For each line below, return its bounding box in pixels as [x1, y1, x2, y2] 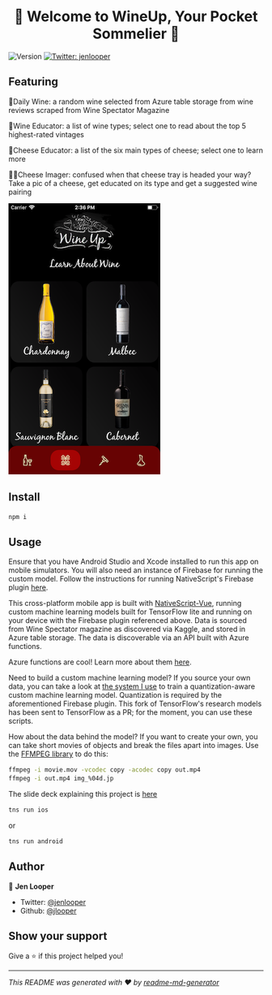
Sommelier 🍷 [92, 24, 180, 43]
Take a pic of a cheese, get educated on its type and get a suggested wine [8, 178, 257, 188]
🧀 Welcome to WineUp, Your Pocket [14, 7, 258, 26]
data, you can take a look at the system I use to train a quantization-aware [8, 681, 256, 691]
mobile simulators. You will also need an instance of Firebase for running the [8, 565, 263, 575]
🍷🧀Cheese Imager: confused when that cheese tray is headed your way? [8, 170, 252, 180]
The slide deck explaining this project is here [8, 790, 158, 798]
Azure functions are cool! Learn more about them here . [8, 657, 192, 667]
